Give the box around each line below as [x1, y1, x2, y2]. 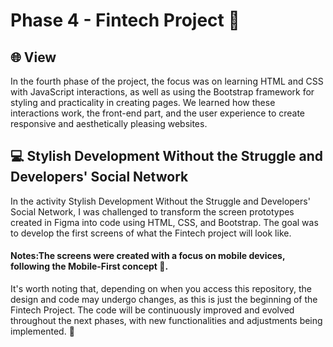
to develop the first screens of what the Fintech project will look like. [10, 227, 292, 239]
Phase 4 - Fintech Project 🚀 [10, 9, 240, 32]
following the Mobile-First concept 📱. [10, 260, 169, 273]
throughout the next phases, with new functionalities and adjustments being [10, 315, 323, 327]
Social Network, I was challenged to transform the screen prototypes [10, 205, 295, 218]
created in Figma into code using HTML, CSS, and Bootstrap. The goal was [10, 216, 319, 228]
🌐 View [10, 49, 57, 66]
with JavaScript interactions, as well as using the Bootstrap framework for [10, 86, 315, 98]
